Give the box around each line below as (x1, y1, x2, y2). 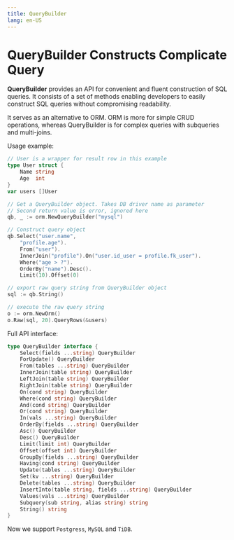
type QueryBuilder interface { (7, 342, 98, 350)
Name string (20, 169, 54, 176)
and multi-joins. (7, 128, 52, 137)
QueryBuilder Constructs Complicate (7, 47, 227, 63)
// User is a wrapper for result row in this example (7, 155, 168, 162)
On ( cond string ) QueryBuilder (20, 388, 108, 396)
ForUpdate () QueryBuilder (20, 356, 96, 363)
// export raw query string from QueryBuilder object (7, 284, 168, 291)
